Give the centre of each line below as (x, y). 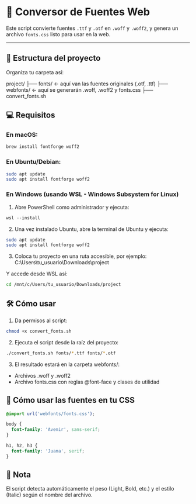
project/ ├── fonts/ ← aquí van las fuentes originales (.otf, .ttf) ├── (87, 84)
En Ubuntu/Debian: (34, 162)
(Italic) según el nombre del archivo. (49, 495)
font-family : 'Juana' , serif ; (48, 451)
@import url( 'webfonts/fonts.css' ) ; (50, 414)
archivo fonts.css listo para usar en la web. (58, 34)
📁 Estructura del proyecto (53, 58)
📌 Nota (18, 475)
